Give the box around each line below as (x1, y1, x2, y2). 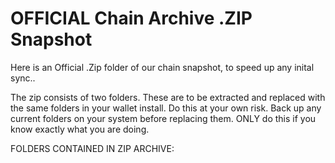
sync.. (10, 72, 36, 84)
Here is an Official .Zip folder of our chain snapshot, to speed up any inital (10, 61, 315, 73)
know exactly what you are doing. (10, 123, 150, 135)
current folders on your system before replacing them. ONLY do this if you (10, 112, 317, 124)
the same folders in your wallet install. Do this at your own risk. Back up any (10, 102, 322, 114)
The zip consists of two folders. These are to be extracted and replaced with (10, 91, 326, 103)
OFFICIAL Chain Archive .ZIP (10, 7, 253, 30)
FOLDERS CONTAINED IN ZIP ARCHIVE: (10, 142, 175, 154)
